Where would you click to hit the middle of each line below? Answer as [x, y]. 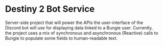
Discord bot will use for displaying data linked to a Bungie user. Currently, [79, 27]
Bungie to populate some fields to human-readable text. [61, 38]
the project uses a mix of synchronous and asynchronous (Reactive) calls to [81, 33]
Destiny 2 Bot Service [50, 9]
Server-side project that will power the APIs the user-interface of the [74, 23]
